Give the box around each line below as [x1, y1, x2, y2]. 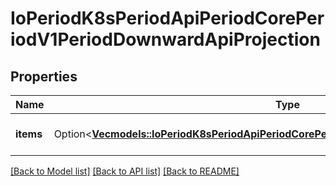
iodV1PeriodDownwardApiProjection [10, 28, 321, 51]
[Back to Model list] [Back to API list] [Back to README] [10, 165, 240, 177]
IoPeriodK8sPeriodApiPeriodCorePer [10, 7, 325, 30]
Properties [10, 68, 78, 85]
